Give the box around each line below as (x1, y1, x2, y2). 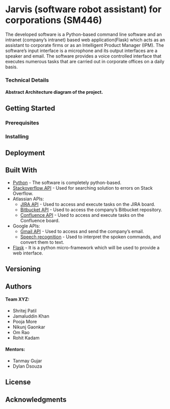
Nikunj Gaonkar (12, 324, 46, 330)
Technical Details (5, 76, 49, 84)
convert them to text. (20, 239, 65, 245)
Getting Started (5, 104, 55, 113)
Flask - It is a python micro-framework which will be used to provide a (12, 244, 160, 250)
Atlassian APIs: (12, 195, 44, 202)
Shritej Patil (12, 308, 37, 314)
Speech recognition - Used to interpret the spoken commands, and (20, 234, 161, 240)
